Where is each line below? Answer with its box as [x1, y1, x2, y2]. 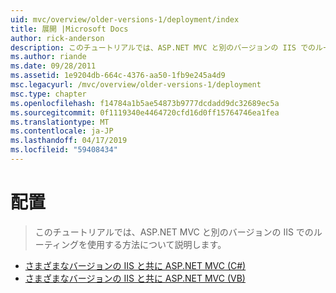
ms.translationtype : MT [10, 117, 110, 127]
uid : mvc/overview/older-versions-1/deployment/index [10, 14, 240, 25]
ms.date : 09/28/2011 [10, 61, 97, 71]
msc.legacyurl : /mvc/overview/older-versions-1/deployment [10, 80, 262, 90]
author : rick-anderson [10, 33, 105, 43]
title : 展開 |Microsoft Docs [10, 24, 129, 34]
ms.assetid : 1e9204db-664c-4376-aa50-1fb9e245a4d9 [10, 71, 226, 81]
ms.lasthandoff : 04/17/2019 [10, 136, 128, 146]
